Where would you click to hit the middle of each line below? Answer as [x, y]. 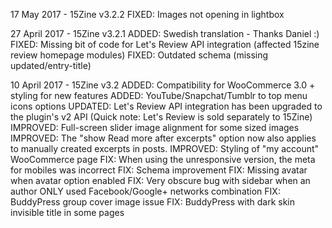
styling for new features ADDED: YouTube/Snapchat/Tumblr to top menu [159, 95]
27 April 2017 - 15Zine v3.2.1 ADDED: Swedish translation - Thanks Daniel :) [165, 33]
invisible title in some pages [67, 212]
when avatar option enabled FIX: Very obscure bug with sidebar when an [160, 180]
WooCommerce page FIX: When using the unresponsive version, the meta [163, 159]
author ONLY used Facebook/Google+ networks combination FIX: [145, 191]
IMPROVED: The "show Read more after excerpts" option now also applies [163, 138]
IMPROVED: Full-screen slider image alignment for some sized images [155, 127]
